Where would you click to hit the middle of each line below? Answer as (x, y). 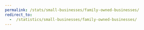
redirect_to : (19, 15)
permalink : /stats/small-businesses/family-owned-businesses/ (72, 10)
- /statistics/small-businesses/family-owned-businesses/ (73, 19)
